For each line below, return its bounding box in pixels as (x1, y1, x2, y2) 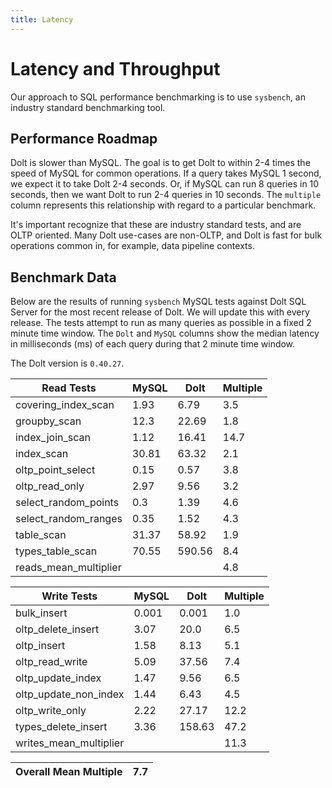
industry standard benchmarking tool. (10, 101, 166, 113)
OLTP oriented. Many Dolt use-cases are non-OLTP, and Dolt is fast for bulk (10, 229, 323, 241)
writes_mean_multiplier (15, 736, 125, 750)
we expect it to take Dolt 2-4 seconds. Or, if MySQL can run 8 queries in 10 (10, 178, 320, 190)
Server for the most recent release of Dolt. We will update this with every (10, 306, 310, 318)
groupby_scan (15, 414, 82, 428)
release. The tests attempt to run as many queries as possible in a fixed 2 (10, 317, 312, 329)
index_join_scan (15, 431, 91, 445)
